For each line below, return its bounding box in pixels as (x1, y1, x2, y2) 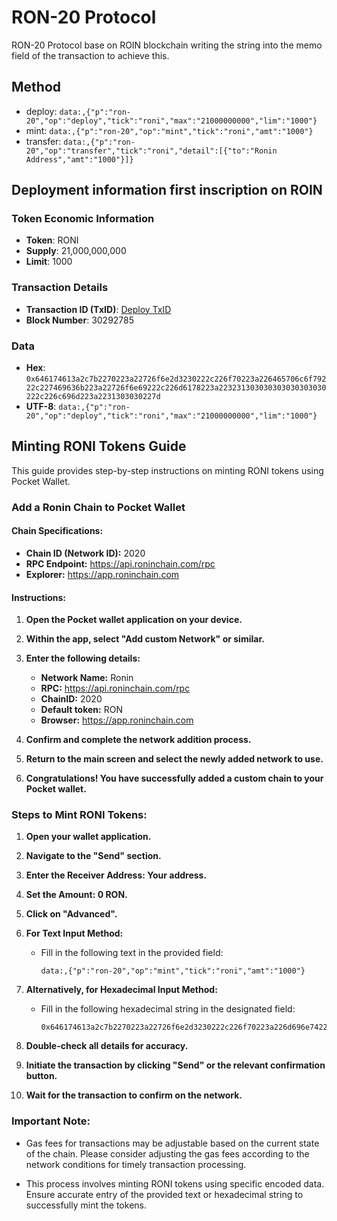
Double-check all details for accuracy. (25, 1040, 189, 1052)
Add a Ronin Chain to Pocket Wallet (11, 500, 186, 514)
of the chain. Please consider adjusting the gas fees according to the (25, 1147, 310, 1160)
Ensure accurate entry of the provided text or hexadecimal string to (25, 1188, 304, 1200)
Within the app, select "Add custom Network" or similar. (25, 633, 265, 645)
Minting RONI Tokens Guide (11, 438, 187, 455)
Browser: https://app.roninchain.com (40, 714, 194, 726)
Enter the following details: (25, 652, 141, 665)
